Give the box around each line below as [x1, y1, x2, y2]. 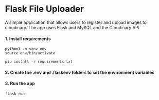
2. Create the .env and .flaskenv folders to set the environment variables [5, 69, 155, 75]
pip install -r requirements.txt [5, 59, 73, 64]
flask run [5, 91, 25, 96]
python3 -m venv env [5, 47, 47, 51]
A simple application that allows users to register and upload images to [5, 19, 147, 25]
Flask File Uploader [5, 3, 84, 15]
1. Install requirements [5, 35, 51, 42]
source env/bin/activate [5, 51, 55, 56]
